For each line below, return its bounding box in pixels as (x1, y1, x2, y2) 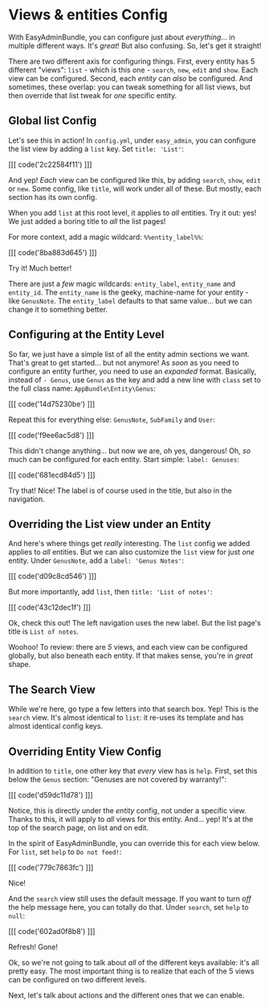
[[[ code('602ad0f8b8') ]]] (8, 927, 96, 936)
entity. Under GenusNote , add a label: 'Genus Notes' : (8, 556, 185, 565)
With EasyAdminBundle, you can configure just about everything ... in (8, 32, 235, 42)
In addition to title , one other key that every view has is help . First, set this (8, 766, 258, 775)
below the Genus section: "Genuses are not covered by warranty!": (8, 775, 227, 784)
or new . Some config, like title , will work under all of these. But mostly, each (8, 184, 262, 193)
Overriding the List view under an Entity (8, 517, 211, 531)
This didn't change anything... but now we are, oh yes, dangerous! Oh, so (8, 445, 251, 456)
